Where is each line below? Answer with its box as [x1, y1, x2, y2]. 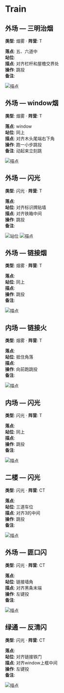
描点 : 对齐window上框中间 [5, 660, 58, 666]
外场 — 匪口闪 [5, 548, 47, 556]
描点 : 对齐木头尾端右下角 [5, 136, 55, 141]
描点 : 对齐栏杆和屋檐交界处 [5, 61, 59, 67]
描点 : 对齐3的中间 [5, 510, 41, 516]
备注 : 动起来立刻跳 [5, 148, 42, 154]
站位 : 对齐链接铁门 [5, 653, 42, 659]
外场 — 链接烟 [5, 249, 47, 257]
